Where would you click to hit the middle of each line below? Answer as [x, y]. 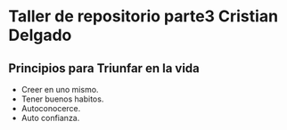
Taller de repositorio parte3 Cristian [143, 16]
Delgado [40, 35]
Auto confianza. [50, 118]
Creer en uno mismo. [60, 89]
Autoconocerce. [51, 108]
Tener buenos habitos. [62, 99]
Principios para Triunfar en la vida [104, 68]
